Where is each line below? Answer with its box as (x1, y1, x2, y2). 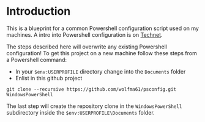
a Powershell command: (6, 56, 67, 63)
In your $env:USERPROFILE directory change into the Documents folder (15, 67, 186, 75)
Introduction (6, 4, 71, 18)
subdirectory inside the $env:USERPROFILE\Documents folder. (6, 109, 155, 116)
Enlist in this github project (15, 74, 83, 82)
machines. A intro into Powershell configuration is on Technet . (6, 31, 163, 38)
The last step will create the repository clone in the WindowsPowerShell (6, 102, 182, 110)
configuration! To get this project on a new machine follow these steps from (6, 49, 197, 56)
